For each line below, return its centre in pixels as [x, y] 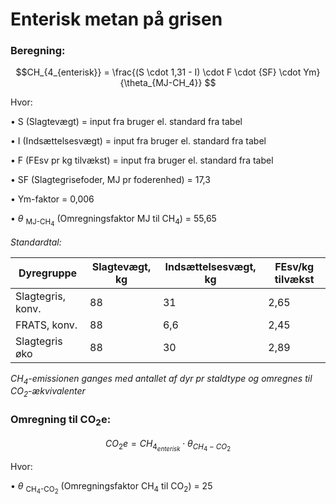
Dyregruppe [48, 273]
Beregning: [38, 51]
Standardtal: [36, 242]
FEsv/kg [294, 266]
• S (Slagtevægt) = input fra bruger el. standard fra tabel [126, 122]
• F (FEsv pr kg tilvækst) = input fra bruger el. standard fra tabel [142, 160]
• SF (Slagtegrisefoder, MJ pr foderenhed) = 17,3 [110, 180]
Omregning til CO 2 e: [61, 420]
